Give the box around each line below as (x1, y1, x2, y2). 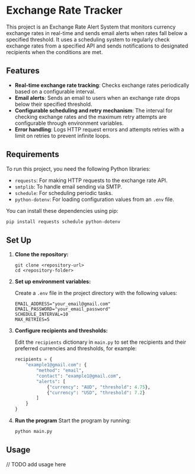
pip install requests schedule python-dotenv (6, 218, 120, 225)
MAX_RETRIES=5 (14, 316, 50, 323)
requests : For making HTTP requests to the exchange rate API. (14, 177, 168, 184)
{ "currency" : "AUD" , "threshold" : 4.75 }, (46, 384, 151, 390)
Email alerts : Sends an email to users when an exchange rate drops (14, 94, 180, 101)
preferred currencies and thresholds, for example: (14, 345, 138, 352)
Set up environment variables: (14, 278, 91, 285)
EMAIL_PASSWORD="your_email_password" (14, 306, 111, 312)
